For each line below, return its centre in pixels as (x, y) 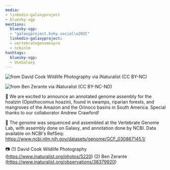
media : (12, 10)
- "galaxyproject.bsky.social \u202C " (50, 34)
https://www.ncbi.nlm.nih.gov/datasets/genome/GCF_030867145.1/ (76, 139)
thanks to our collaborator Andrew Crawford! (52, 113)
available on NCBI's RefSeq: (35, 134)
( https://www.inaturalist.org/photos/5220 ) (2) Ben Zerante (66, 157)
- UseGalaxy (23, 62)
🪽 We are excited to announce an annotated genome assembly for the (78, 96)
